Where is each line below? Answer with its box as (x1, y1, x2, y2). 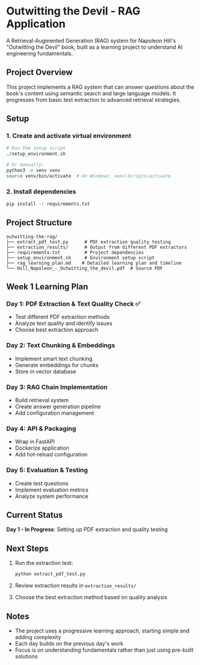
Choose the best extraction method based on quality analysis (14, 594, 167, 601)
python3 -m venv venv (6, 168, 61, 174)
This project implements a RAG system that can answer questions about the (6, 83, 195, 90)
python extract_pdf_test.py (14, 571, 86, 577)
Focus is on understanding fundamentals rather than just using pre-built (14, 646, 194, 654)
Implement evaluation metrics (14, 486, 89, 493)
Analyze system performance (14, 493, 89, 500)
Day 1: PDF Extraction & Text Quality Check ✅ (6, 300, 141, 308)
